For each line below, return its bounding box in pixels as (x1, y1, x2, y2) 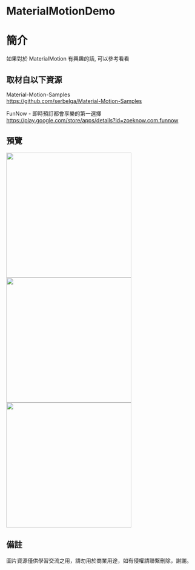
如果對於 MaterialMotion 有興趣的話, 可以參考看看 (6, 55, 130, 62)
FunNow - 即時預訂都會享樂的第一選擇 (6, 110, 102, 117)
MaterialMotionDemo (6, 4, 116, 18)
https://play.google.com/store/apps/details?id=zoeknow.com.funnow (6, 116, 179, 124)
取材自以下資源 (6, 75, 62, 85)
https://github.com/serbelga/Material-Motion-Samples (6, 97, 142, 104)
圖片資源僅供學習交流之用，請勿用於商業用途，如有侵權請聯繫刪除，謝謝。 (6, 557, 192, 564)
